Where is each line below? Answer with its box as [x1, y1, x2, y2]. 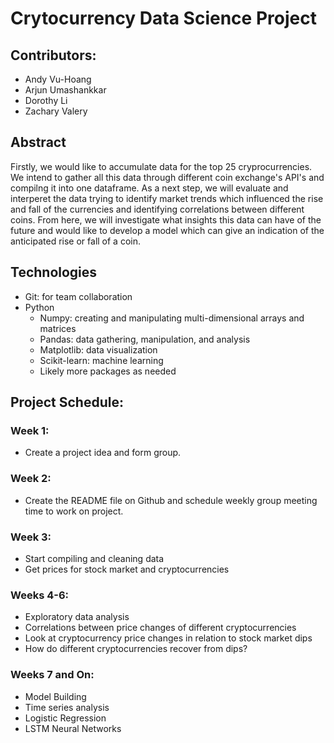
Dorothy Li [24, 95, 68, 106]
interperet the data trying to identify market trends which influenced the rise [10, 192, 324, 204]
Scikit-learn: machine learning [39, 354, 164, 366]
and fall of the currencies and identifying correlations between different [10, 203, 305, 215]
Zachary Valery [24, 105, 88, 117]
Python [24, 301, 55, 313]
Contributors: [10, 47, 97, 64]
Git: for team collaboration [24, 290, 133, 302]
